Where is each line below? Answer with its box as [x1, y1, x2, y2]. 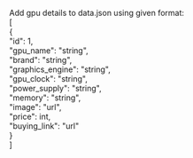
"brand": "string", [9, 55, 73, 65]
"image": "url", [9, 102, 62, 112]
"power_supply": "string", [9, 83, 102, 93]
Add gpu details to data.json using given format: [9, 8, 184, 18]
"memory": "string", [9, 92, 81, 103]
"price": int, [9, 111, 51, 122]
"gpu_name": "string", [9, 45, 89, 56]
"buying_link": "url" [9, 121, 80, 131]
